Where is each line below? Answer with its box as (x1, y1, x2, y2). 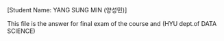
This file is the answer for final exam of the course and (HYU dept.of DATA (7, 20, 217, 27)
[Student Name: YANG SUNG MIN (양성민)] (7, 6, 127, 14)
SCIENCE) (7, 27, 36, 35)
